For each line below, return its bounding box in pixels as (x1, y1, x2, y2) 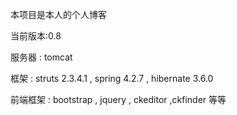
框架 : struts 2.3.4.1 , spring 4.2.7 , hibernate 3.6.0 (10, 73, 214, 84)
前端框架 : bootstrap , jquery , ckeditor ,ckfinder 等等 (10, 94, 227, 105)
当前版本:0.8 (10, 30, 62, 42)
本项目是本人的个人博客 (10, 9, 107, 20)
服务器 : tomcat (10, 51, 73, 63)
